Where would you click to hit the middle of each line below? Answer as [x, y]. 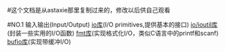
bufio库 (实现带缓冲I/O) [39, 42]
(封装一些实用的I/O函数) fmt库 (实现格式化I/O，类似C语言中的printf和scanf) [113, 33]
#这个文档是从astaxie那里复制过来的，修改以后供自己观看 [89, 10]
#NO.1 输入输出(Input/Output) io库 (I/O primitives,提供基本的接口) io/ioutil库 [112, 25]
